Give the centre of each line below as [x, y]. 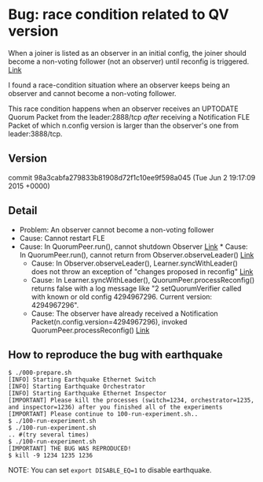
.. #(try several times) [49, 435]
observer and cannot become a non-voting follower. [92, 93]
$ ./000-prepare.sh [40, 373]
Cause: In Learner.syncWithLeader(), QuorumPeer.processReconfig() [143, 280]
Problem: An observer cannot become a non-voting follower [117, 229]
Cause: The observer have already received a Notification [124, 313]
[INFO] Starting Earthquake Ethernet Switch [82, 380]
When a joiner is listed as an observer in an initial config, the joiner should [128, 53]
